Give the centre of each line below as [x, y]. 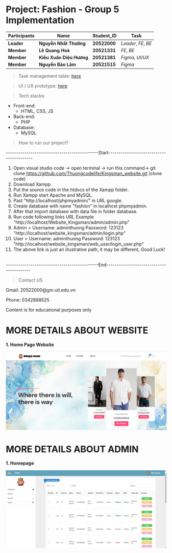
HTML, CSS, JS [37, 111]
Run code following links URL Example [53, 217]
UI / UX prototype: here [43, 86]
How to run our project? [43, 143]
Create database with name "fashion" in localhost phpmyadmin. [80, 206]
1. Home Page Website [30, 344]
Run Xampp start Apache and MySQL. [53, 195]
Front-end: [24, 105]
